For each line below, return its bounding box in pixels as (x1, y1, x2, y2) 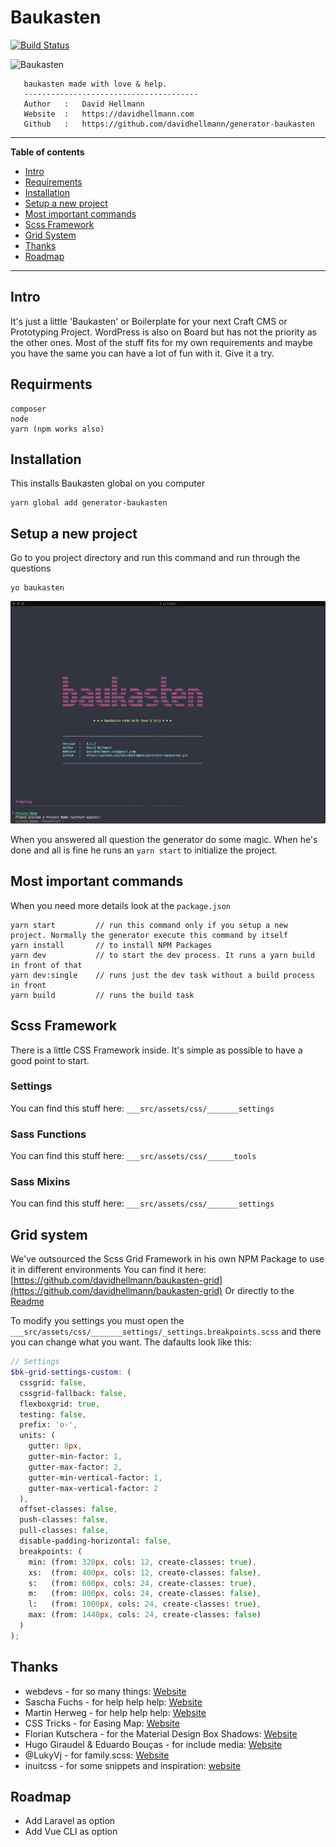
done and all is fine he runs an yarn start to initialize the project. (10, 844, 278, 856)
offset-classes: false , (19, 1504, 118, 1515)
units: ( (19, 1431, 56, 1441)
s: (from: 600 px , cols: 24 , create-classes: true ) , (28, 1578, 257, 1588)
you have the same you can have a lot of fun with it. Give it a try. (10, 347, 275, 359)
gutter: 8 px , (28, 1441, 83, 1451)
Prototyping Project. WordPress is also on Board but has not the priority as (10, 326, 317, 338)
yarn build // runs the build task (10, 990, 195, 1000)
